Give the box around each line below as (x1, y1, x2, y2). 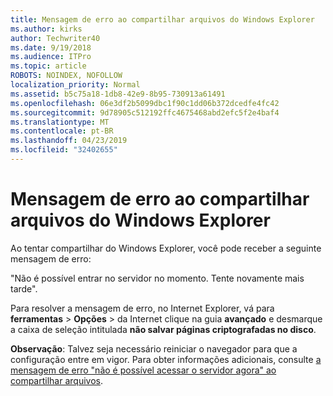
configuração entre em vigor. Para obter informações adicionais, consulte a (10, 353, 322, 365)
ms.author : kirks (10, 24, 83, 34)
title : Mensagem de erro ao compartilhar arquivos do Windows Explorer (10, 14, 315, 25)
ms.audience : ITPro (10, 52, 92, 62)
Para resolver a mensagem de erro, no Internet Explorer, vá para (10, 302, 275, 314)
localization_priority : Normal (10, 80, 141, 90)
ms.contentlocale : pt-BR (10, 126, 114, 136)
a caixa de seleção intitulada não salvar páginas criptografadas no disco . (10, 323, 317, 335)
